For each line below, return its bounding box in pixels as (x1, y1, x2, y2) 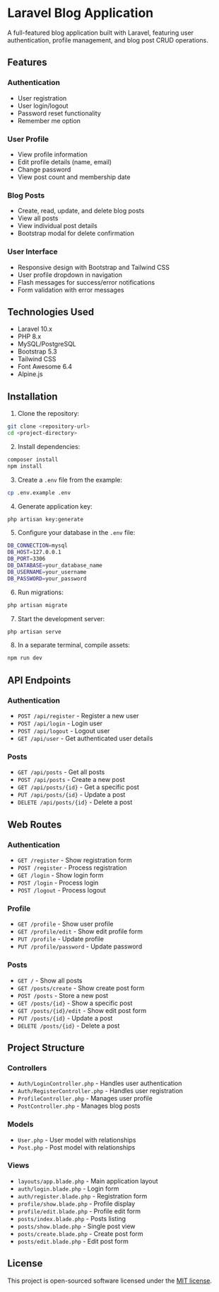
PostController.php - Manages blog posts (17, 1101, 141, 1110)
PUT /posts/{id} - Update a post (17, 1014, 113, 1022)
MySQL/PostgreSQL (17, 340, 76, 348)
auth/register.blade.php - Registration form (17, 1191, 148, 1200)
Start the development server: (17, 614, 105, 623)
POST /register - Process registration (17, 863, 127, 872)
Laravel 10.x (17, 324, 53, 334)
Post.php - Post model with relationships (17, 1143, 136, 1152)
